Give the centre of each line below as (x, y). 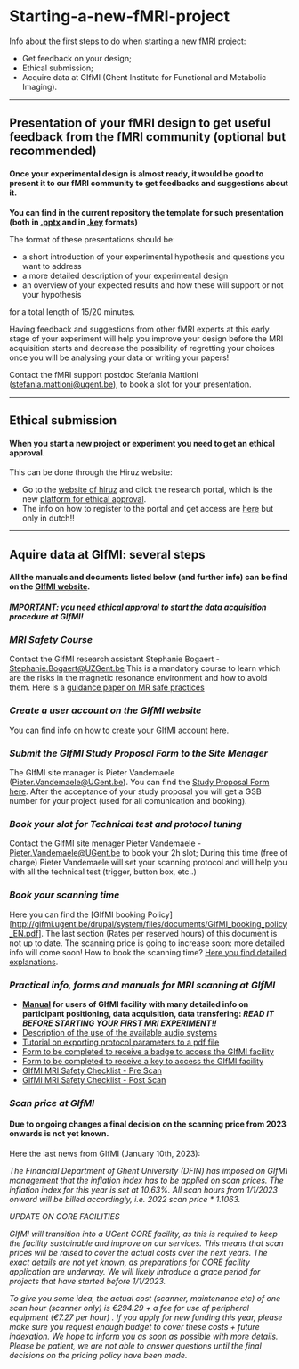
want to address (52, 266)
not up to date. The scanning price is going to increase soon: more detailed (147, 943)
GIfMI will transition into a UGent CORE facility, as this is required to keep (144, 1234)
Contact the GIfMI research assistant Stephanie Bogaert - (114, 659)
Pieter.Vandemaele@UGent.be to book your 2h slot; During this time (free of (149, 853)
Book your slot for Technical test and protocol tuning (126, 824)
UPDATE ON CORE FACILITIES (65, 1217)
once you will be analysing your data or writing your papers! (119, 357)
